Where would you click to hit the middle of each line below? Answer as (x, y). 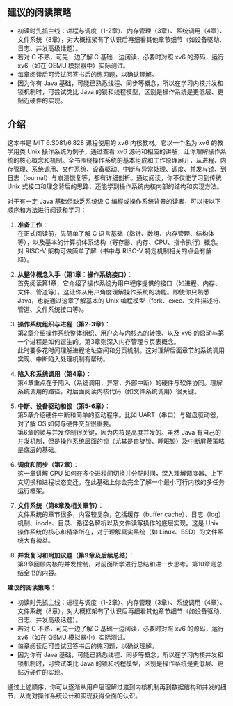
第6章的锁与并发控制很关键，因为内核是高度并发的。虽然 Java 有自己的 (119, 432)
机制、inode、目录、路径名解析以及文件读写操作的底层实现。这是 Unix (118, 523)
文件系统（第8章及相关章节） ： (61, 505)
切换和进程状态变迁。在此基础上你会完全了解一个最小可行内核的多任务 (124, 482)
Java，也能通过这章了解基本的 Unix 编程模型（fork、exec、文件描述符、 (121, 300)
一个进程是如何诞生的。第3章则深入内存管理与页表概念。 (98, 341)
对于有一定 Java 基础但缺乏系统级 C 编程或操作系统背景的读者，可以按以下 (114, 201)
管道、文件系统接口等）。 (53, 309)
